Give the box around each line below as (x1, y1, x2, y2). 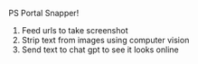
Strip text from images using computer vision (21, 35, 190, 45)
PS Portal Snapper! (8, 8, 80, 18)
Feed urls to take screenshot (21, 25, 128, 35)
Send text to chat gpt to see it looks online (21, 44, 179, 55)
